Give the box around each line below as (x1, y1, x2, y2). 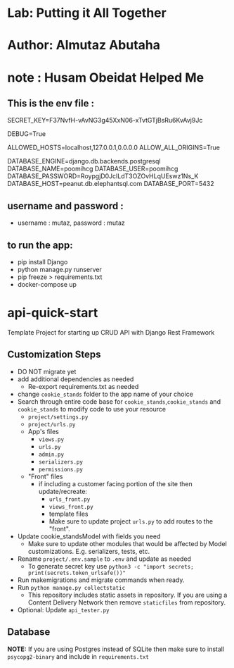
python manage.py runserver (17, 266, 102, 273)
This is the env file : (7, 97, 95, 109)
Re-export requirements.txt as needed (27, 382, 139, 390)
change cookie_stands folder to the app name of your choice (17, 390, 193, 398)
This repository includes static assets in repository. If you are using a (27, 590, 228, 599)
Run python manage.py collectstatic (17, 583, 126, 591)
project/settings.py (27, 414, 89, 421)
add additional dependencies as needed (17, 375, 134, 383)
